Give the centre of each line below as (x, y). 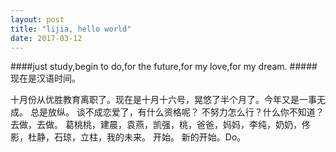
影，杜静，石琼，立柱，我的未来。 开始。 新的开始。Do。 (128, 137)
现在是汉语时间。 (45, 78)
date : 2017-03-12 (46, 38)
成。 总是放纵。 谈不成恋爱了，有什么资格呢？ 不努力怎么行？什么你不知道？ (167, 112)
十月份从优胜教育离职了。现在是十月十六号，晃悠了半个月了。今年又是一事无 (168, 100)
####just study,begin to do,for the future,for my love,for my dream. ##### (164, 67)
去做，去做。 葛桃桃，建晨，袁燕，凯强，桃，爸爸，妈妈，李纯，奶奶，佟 (160, 125)
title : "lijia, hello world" (71, 29)
